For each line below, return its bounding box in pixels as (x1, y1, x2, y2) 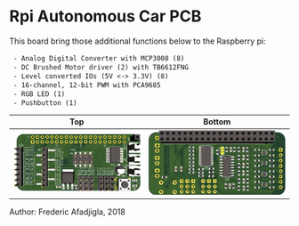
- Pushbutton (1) (12, 98, 77, 108)
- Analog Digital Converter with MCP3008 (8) (12, 53, 185, 63)
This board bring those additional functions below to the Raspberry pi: (9, 36, 267, 46)
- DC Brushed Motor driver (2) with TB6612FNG (12, 62, 190, 72)
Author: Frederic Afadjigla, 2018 (9, 206, 126, 217)
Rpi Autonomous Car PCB (9, 6, 202, 27)
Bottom (203, 117, 231, 127)
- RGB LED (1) (12, 89, 66, 99)
